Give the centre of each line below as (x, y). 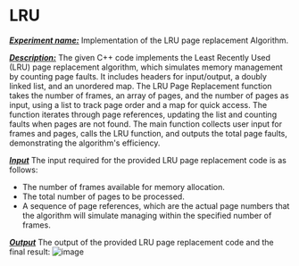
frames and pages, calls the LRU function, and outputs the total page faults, (149, 133)
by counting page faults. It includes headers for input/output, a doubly (138, 76)
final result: (30, 252)
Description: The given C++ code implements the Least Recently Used (140, 57)
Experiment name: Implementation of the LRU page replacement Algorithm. (149, 40)
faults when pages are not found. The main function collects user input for (146, 124)
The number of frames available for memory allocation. (124, 187)
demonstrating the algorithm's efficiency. (85, 143)
